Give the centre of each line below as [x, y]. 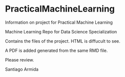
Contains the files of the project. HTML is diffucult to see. [63, 41]
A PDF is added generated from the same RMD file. [56, 50]
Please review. [20, 60]
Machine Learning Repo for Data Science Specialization [61, 31]
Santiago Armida [22, 69]
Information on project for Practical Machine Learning [59, 22]
